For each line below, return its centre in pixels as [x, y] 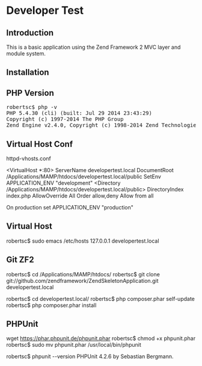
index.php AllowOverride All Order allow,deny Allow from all [80, 196]
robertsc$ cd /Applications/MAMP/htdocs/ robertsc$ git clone [83, 274]
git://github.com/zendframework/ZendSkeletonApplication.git [82, 281]
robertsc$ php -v [32, 107]
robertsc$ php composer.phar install [51, 305]
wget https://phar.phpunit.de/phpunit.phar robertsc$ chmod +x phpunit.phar [101, 338]
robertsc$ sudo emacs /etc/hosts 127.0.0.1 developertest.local [83, 241]
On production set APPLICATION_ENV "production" [70, 208]
